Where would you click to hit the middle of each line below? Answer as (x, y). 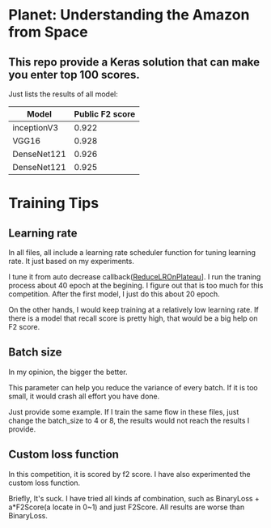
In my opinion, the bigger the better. (68, 372)
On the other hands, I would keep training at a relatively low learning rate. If (133, 310)
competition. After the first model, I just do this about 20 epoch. (114, 294)
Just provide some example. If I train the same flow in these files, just (124, 411)
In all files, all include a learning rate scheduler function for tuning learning (132, 252)
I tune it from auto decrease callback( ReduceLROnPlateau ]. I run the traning (135, 277)
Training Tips (54, 203)
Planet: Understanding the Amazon (129, 15)
